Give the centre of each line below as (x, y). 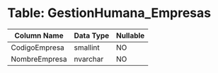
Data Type (92, 35)
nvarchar (89, 59)
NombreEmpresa (39, 59)
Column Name (39, 35)
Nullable (130, 35)
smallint (87, 47)
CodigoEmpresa (38, 47)
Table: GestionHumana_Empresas (109, 13)
